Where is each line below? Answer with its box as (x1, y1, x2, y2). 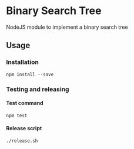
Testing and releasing (6, 85, 69, 93)
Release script (6, 125, 42, 132)
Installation (6, 58, 39, 66)
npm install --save (6, 72, 54, 77)
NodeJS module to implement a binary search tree (6, 23, 128, 31)
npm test (6, 113, 28, 118)
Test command (6, 100, 43, 107)
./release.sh (6, 138, 38, 144)
